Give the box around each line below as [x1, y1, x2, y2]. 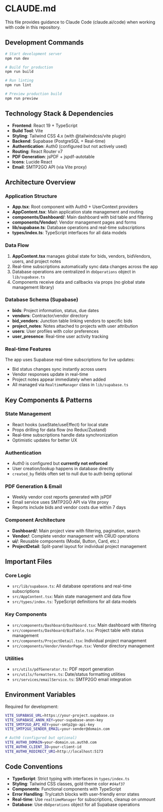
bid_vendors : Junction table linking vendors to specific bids [12, 318, 133, 324]
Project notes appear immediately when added [12, 376, 106, 382]
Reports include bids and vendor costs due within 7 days [12, 504, 126, 510]
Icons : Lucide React [12, 159, 53, 165]
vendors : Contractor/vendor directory [12, 312, 89, 318]
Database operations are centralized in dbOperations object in [12, 269, 136, 274]
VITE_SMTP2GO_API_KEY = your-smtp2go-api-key [5, 722, 95, 727]
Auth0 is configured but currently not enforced [12, 460, 108, 466]
